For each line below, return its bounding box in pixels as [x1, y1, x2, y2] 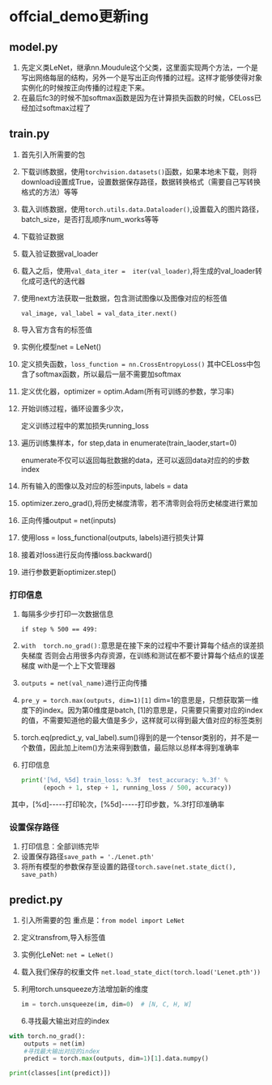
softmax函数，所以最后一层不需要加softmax [35, 369, 181, 379]
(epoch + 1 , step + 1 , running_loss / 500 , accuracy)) [42, 783, 232, 792]
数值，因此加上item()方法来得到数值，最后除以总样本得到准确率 [28, 742, 240, 753]
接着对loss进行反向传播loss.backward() [20, 550, 153, 560]
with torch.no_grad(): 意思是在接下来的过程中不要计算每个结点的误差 [20, 640, 257, 650]
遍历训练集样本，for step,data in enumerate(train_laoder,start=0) [20, 438, 237, 448]
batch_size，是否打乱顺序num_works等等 [20, 214, 159, 223]
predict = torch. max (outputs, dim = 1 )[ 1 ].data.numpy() [23, 1054, 209, 1063]
